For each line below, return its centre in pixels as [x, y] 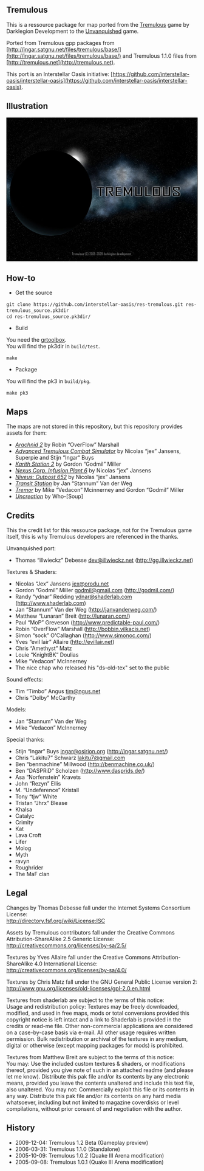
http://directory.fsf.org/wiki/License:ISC [56, 921]
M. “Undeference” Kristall [47, 790]
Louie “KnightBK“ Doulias [47, 655]
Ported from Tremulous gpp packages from [60, 43]
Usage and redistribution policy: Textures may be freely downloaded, [93, 1006]
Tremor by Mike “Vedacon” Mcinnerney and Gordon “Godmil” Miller [99, 490]
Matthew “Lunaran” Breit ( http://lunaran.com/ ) [73, 616]
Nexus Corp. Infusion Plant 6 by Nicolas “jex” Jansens [83, 471]
